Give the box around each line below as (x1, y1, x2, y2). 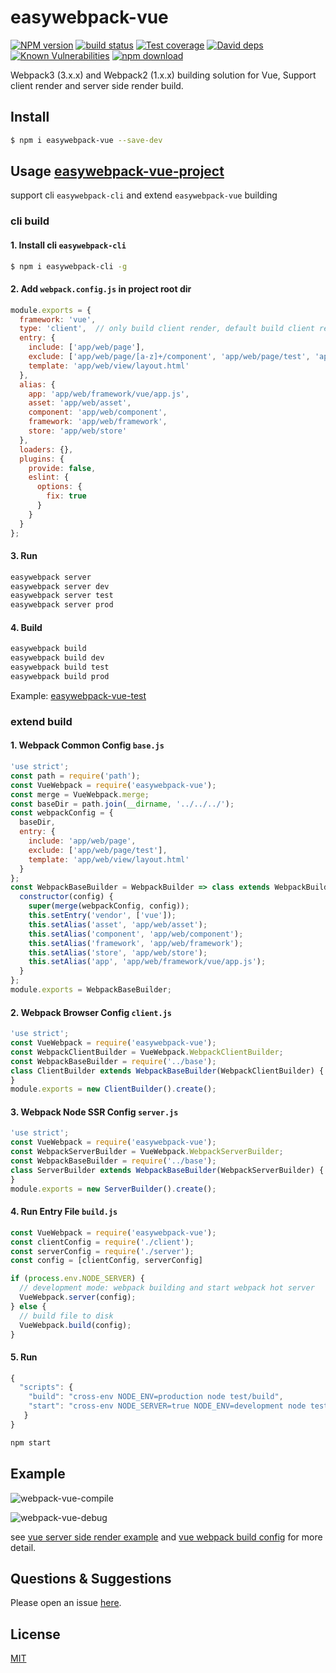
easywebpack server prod (10, 600, 114, 610)
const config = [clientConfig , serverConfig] (10, 1256, 203, 1266)
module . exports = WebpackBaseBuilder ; (10, 985, 172, 995)
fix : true (46, 491, 87, 501)
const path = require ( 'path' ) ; (10, 771, 141, 781)
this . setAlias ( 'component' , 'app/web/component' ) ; (28, 929, 244, 939)
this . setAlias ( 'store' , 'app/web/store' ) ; (28, 947, 208, 958)
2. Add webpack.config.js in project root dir (10, 283, 192, 295)
